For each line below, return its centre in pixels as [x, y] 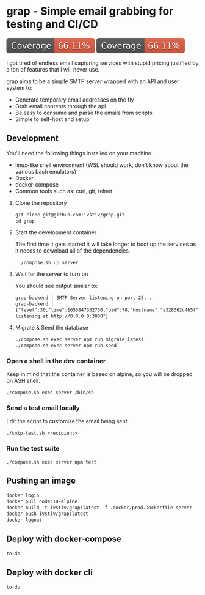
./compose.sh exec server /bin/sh [50, 393]
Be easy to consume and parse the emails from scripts [84, 113]
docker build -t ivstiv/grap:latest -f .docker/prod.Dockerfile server [99, 508]
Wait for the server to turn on [52, 274]
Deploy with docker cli [50, 572]
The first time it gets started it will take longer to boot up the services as [106, 244]
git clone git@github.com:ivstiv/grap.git [70, 215]
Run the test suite [33, 449]
